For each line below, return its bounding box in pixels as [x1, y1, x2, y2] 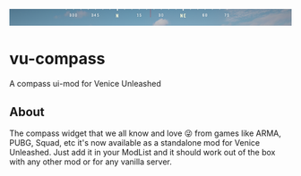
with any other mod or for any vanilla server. [9, 156, 173, 167]
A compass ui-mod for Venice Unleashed [9, 79, 161, 89]
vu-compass [9, 49, 106, 69]
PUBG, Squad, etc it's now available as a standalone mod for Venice [9, 137, 261, 147]
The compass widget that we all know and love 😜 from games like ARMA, [9, 128, 282, 138]
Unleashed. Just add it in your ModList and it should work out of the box [9, 147, 276, 157]
